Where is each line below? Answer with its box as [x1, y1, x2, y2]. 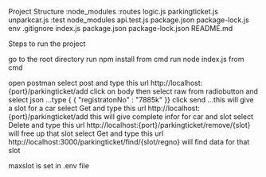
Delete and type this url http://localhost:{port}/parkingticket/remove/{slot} [8, 121, 251, 129]
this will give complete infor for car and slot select [90, 112, 253, 121]
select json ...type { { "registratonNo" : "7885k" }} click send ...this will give [8, 95, 254, 104]
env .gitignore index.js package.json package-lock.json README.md [8, 24, 233, 33]
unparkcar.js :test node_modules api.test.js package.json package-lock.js [8, 15, 249, 25]
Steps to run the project [8, 39, 86, 48]
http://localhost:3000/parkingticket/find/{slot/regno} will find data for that [8, 137, 250, 146]
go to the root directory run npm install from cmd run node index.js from [8, 55, 244, 63]
